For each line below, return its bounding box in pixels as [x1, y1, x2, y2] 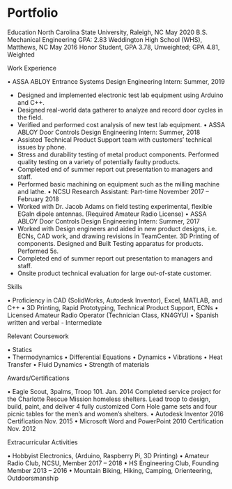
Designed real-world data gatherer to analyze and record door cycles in [17, 105, 224, 114]
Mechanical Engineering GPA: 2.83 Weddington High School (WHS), [7, 35, 203, 43]
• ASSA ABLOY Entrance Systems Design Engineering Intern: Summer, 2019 [7, 77, 225, 85]
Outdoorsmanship [7, 474, 59, 482]
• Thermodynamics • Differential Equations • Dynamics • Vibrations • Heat [7, 353, 223, 361]
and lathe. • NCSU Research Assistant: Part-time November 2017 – [17, 187, 209, 196]
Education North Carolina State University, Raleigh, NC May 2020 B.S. [7, 28, 208, 36]
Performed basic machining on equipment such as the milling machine [17, 180, 220, 188]
